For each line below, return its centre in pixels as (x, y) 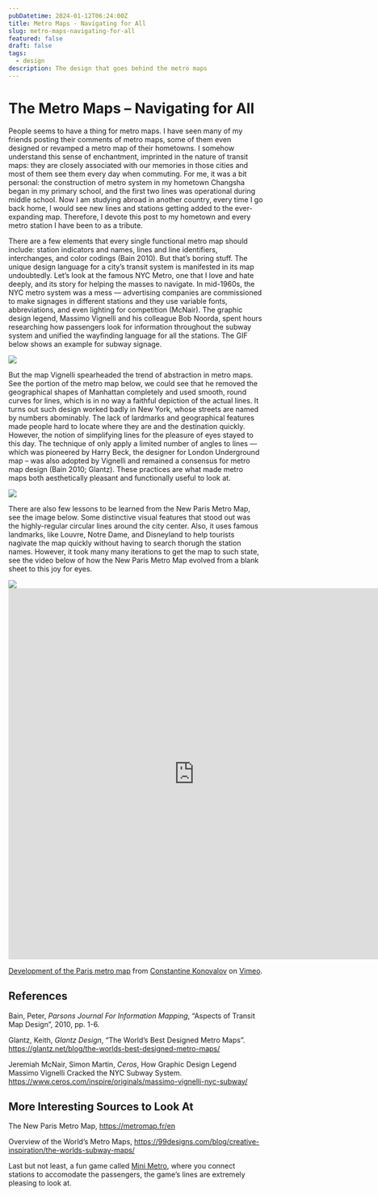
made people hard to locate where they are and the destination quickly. (127, 426)
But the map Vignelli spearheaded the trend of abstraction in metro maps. (131, 375)
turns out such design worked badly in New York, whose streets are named (134, 409)
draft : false (30, 46)
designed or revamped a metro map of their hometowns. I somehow (122, 148)
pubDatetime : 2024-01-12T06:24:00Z (68, 16)
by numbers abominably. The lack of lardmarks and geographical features (131, 418)
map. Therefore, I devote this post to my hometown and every (148, 217)
